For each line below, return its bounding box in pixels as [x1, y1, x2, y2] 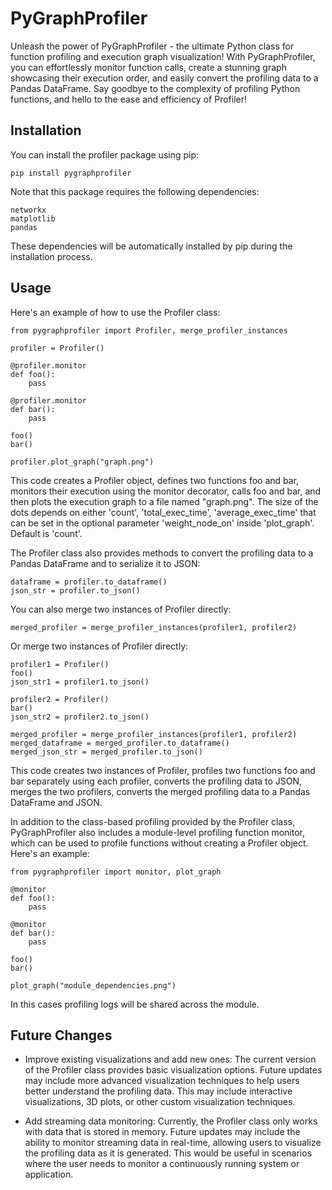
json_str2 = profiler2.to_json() [10, 712, 150, 722]
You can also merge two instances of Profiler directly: [10, 603, 232, 615]
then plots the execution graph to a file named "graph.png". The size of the [10, 495, 319, 507]
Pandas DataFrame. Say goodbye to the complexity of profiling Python [10, 82, 301, 94]
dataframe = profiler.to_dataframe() [10, 577, 168, 587]
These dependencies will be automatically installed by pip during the [10, 240, 293, 252]
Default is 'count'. [10, 527, 83, 539]
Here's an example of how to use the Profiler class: [10, 306, 221, 318]
